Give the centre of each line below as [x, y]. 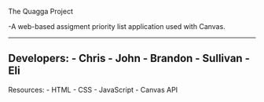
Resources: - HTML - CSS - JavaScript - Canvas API [93, 89]
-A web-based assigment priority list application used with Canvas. [117, 26]
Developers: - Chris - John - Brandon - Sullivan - [129, 58]
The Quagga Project [40, 11]
